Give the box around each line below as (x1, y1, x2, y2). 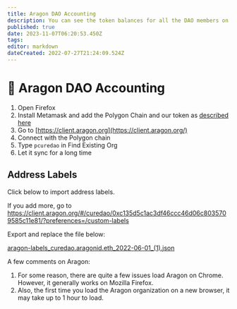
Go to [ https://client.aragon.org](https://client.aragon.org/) (17, 126, 188, 134)
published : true (7, 23, 55, 30)
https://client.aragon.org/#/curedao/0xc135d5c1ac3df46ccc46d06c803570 (7, 209, 227, 217)
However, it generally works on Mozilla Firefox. (17, 278, 154, 286)
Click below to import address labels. (7, 188, 115, 196)
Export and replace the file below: (7, 230, 106, 238)
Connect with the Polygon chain (17, 133, 111, 142)
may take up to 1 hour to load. (17, 293, 104, 302)
